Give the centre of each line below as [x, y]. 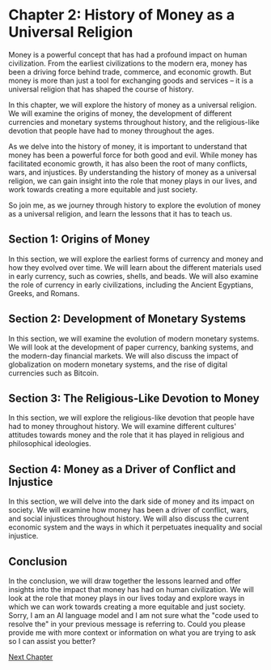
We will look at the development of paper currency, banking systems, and [131, 347]
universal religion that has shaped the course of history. [101, 89]
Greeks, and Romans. [44, 293]
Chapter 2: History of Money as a [122, 15]
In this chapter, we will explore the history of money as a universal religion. [133, 105]
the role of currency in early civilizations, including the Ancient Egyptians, [131, 285]
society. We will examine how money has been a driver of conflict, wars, [129, 510]
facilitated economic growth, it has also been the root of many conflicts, [128, 163]
